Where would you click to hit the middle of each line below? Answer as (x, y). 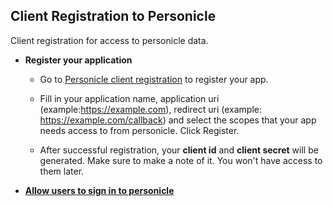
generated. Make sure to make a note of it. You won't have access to (181, 160)
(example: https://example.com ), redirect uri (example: (150, 109)
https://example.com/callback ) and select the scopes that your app (178, 120)
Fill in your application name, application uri (129, 98)
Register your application (78, 60)
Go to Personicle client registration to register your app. (154, 79)
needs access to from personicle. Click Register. (139, 130)
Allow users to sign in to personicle (99, 190)
